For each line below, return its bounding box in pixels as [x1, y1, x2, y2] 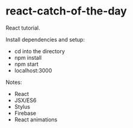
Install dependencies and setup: [5, 36, 85, 43]
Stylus [14, 103, 31, 110]
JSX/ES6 [14, 97, 37, 104]
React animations [14, 116, 58, 123]
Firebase [14, 109, 37, 117]
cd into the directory [14, 47, 66, 55]
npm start [14, 60, 39, 68]
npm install [14, 54, 42, 61]
